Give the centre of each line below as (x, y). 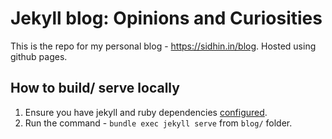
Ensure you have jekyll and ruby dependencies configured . (146, 112)
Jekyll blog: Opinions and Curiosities (166, 18)
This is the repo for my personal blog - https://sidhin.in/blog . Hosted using (163, 46)
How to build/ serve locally (95, 88)
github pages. (39, 56)
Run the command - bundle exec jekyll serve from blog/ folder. (158, 123)
